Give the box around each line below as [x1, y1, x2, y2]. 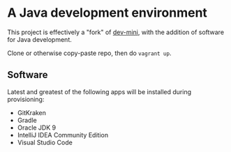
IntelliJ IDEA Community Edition [17, 130, 109, 139]
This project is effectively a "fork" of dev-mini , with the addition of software [7, 28, 225, 36]
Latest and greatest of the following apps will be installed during [7, 87, 192, 96]
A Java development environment [7, 5, 208, 21]
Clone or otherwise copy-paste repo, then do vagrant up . [7, 49, 172, 57]
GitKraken [17, 108, 47, 116]
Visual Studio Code [17, 138, 73, 146]
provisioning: [7, 95, 45, 103]
